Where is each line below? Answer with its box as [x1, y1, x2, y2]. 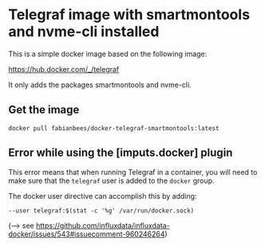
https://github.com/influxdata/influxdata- [35, 220, 170, 230]
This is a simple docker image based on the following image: [8, 49, 208, 58]
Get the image [8, 103, 80, 117]
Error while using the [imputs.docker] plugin [8, 146, 233, 160]
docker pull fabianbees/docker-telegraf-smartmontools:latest [8, 124, 220, 133]
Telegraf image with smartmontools [8, 6, 250, 24]
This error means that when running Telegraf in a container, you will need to [8, 167, 258, 177]
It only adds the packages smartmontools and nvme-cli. [8, 80, 192, 89]
